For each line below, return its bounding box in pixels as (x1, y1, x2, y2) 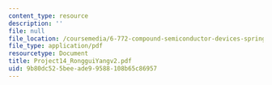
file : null (8, 27, 45, 35)
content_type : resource (8, 11, 89, 20)
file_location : (8, 34, 60, 43)
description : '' (8, 19, 63, 28)
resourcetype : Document (8, 49, 89, 57)
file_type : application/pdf (8, 42, 104, 50)
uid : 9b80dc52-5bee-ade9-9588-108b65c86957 (8, 65, 158, 73)
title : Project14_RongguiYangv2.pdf (8, 57, 132, 66)
